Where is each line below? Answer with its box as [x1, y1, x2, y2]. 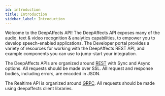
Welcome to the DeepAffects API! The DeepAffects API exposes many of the [5, 30, 160, 36]
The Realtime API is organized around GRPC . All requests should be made [5, 80, 155, 86]
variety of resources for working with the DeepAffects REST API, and [5, 45, 145, 52]
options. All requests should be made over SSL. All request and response [5, 65, 153, 71]
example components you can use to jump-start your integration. [5, 51, 137, 57]
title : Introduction [5, 12, 48, 17]
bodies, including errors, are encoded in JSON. [5, 71, 101, 77]
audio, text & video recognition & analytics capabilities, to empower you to [5, 35, 155, 41]
